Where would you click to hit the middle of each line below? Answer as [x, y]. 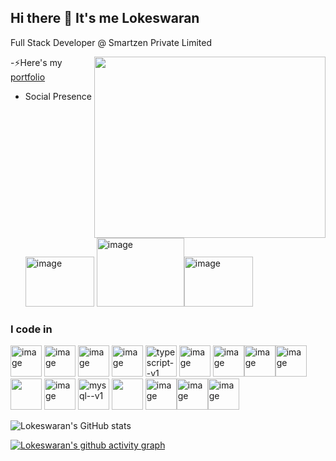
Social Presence [58, 96]
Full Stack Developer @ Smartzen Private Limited [111, 42]
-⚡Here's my [36, 62]
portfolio [28, 77]
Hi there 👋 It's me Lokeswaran [105, 18]
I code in [31, 329]
